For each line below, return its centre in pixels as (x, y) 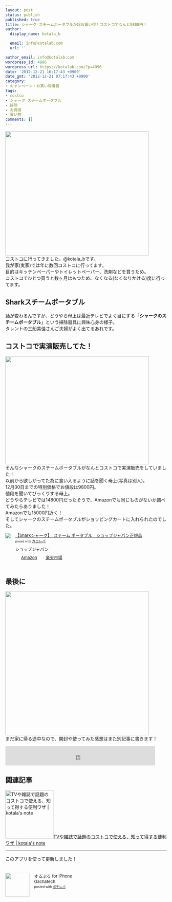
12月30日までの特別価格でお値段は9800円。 (52, 487)
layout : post (19, 10)
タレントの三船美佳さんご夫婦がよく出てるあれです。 (61, 328)
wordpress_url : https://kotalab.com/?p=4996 (53, 67)
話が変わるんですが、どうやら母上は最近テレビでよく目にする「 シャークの (84, 315)
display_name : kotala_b (35, 34)
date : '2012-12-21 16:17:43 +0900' (43, 72)
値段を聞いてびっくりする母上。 (39, 493)
